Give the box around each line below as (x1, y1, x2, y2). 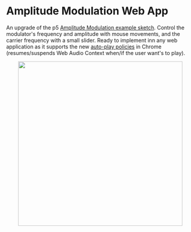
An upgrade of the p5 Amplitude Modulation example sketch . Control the (6, 24, 185, 31)
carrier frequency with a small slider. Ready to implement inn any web (6, 36, 178, 44)
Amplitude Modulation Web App (6, 4, 169, 18)
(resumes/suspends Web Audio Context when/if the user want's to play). (6, 49, 186, 56)
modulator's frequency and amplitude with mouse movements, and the (6, 30, 180, 37)
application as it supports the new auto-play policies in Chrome (6, 43, 162, 50)
